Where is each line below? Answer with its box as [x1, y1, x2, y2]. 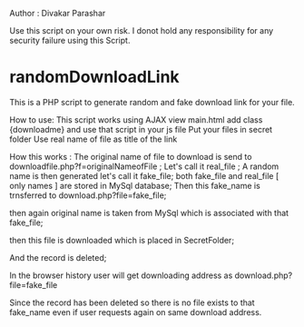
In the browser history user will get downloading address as [9, 270, 233, 281]
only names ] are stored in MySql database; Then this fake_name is [9, 180, 260, 191]
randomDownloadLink [9, 67, 180, 87]
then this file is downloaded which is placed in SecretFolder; [9, 234, 234, 245]
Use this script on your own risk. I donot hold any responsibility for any [9, 25, 274, 35]
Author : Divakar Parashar [9, 8, 106, 18]
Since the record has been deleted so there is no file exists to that [9, 297, 256, 308]
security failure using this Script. [9, 35, 131, 45]
